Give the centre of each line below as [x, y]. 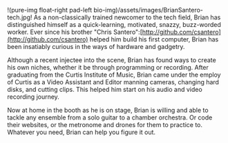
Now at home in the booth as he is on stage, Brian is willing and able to [108, 110]
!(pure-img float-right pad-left [50, 10]
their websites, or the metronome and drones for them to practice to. [105, 125]
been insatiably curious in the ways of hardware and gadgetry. [96, 47]
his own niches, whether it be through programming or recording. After [108, 67]
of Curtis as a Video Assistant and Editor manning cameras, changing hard [113, 82]
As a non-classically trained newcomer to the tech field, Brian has [127, 17]
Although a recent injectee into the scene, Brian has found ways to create [112, 60]
